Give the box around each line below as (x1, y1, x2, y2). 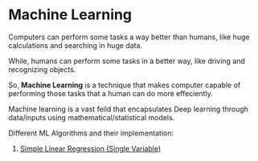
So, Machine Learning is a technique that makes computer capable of (8, 80, 241, 90)
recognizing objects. (8, 64, 76, 74)
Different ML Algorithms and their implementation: (8, 128, 174, 138)
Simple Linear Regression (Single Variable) (19, 143, 162, 153)
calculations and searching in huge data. (8, 40, 143, 50)
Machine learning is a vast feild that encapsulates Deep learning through (8, 104, 249, 114)
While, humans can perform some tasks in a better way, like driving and (8, 56, 245, 66)
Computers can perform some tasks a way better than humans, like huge (8, 32, 250, 42)
